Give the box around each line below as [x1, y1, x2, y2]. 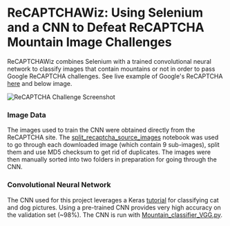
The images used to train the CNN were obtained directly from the [7, 126, 195, 134]
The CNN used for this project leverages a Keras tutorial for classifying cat [7, 195, 219, 204]
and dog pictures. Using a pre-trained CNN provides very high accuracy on [7, 203, 221, 211]
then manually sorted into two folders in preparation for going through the [7, 155, 218, 164]
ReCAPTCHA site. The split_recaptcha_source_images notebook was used [7, 133, 219, 141]
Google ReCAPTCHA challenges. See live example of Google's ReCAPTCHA [7, 71, 223, 80]
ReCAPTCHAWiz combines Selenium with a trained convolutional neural [7, 57, 212, 65]
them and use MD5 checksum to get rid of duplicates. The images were [7, 148, 211, 157]
